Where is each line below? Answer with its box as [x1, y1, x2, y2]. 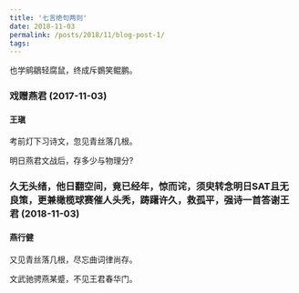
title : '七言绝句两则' [9, 13, 88, 23]
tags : [9, 38, 30, 48]
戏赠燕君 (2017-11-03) [9, 90, 108, 103]
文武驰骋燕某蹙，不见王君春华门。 [9, 273, 138, 284]
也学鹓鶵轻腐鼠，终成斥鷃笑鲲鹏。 [9, 65, 138, 76]
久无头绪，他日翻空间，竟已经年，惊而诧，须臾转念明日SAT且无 [9, 180, 290, 193]
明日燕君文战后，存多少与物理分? [9, 156, 134, 167]
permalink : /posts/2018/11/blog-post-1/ [9, 30, 166, 39]
